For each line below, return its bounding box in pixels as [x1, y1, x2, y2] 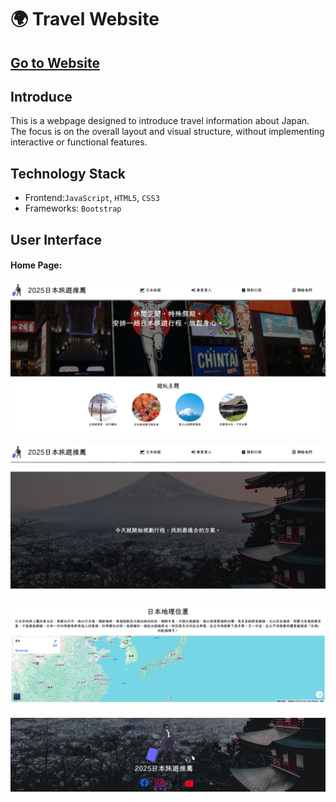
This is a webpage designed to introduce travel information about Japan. [10, 115, 310, 127]
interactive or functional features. [10, 136, 148, 148]
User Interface [10, 231, 103, 248]
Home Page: [10, 259, 63, 271]
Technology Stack [10, 165, 126, 182]
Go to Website [10, 54, 100, 71]
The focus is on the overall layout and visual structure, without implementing [10, 126, 325, 138]
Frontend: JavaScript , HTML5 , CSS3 [24, 192, 160, 204]
